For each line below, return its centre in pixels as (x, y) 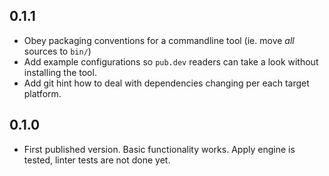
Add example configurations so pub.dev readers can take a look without (171, 61)
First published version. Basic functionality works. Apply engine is (159, 149)
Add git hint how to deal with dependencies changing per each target (166, 83)
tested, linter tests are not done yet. (97, 160)
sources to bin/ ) (57, 51)
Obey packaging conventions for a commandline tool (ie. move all (159, 40)
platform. (42, 93)
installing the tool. (60, 72)
